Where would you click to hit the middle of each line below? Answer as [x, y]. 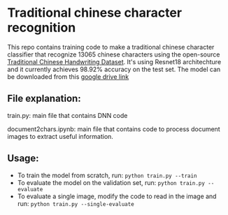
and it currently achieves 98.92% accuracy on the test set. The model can [114, 69]
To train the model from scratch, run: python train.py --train [107, 175]
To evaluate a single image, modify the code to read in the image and [117, 196]
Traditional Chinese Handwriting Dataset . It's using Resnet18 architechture [114, 61]
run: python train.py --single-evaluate [76, 203]
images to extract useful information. [60, 136]
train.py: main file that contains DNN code [67, 115]
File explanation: [44, 99]
